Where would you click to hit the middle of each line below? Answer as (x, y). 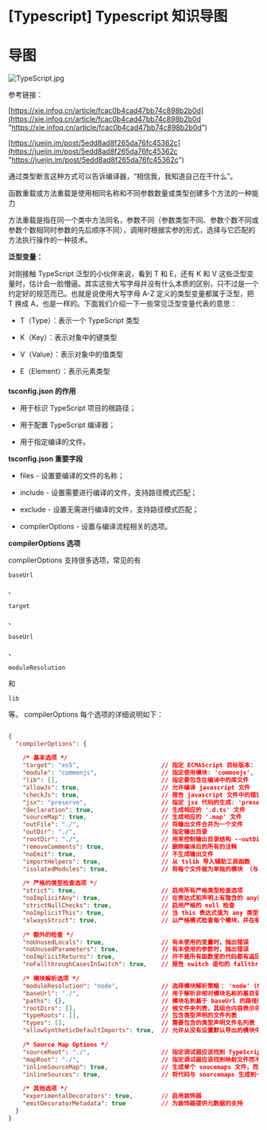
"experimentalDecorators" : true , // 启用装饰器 (112, 1096)
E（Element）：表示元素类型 (65, 372)
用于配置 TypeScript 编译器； (68, 425)
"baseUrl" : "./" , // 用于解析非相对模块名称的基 (135, 993)
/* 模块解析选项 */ (51, 979)
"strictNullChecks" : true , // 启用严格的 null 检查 (129, 906)
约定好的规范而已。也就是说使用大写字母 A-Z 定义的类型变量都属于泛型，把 (131, 294)
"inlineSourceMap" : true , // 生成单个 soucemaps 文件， (137, 1067)
